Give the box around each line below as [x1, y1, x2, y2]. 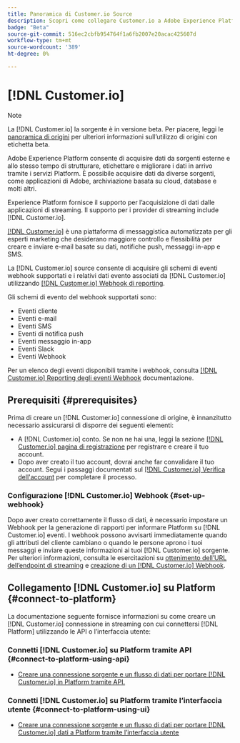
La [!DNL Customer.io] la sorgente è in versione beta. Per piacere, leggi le [7, 124, 224, 133]
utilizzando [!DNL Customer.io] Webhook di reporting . [7, 279, 166, 287]
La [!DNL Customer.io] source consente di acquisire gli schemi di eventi [7, 264, 218, 272]
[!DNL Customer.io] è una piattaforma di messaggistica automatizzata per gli [7, 226, 232, 236]
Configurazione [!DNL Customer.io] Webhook [7, 490, 169, 500]
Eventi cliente [17, 306, 58, 315]
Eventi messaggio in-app [17, 336, 91, 345]
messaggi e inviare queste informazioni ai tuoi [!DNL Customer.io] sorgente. [7, 546, 231, 554]
